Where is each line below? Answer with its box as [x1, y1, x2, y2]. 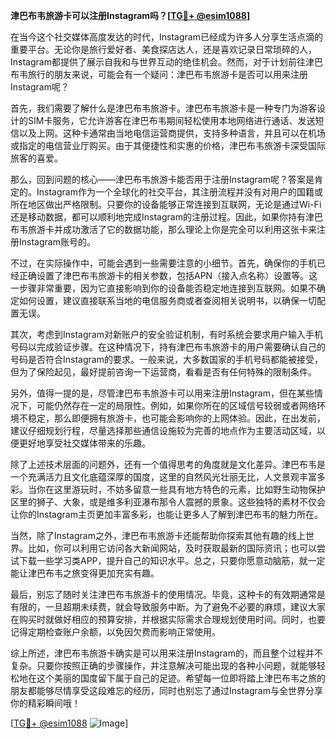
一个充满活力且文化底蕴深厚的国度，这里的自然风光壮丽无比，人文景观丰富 [10, 471, 317, 483]
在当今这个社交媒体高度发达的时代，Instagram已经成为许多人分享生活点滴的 [10, 31, 323, 43]
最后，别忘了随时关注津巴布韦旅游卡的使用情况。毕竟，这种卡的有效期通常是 [10, 589, 326, 600]
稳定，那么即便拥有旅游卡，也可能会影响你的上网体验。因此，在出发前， [27, 412, 326, 424]
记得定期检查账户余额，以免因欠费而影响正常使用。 [10, 626, 221, 638]
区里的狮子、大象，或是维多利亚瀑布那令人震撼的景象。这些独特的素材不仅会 [10, 496, 326, 508]
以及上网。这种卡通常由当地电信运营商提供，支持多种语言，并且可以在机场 [18, 127, 326, 139]
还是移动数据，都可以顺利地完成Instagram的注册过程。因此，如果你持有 [10, 211, 306, 223]
